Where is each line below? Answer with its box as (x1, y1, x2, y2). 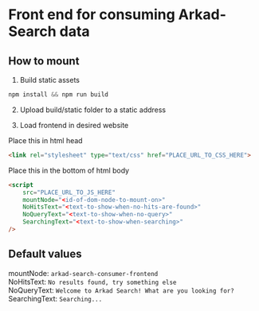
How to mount (8, 54, 80, 68)
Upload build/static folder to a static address (19, 105, 166, 115)
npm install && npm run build (8, 91, 109, 99)
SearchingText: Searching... (8, 294, 103, 303)
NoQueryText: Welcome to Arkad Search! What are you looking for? (8, 285, 235, 295)
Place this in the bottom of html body (8, 165, 130, 175)
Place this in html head (8, 135, 83, 145)
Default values (8, 247, 82, 261)
